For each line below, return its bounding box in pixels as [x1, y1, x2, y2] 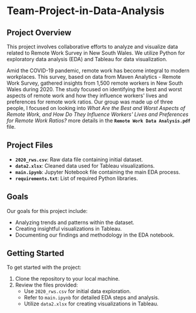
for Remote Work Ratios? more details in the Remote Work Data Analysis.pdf [6, 117, 191, 124]
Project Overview [6, 28, 72, 38]
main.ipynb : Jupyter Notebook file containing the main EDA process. [15, 168, 181, 175]
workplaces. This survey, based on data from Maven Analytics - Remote [6, 74, 181, 80]
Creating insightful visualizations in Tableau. [15, 225, 122, 232]
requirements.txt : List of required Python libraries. [15, 175, 138, 182]
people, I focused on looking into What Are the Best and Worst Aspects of [6, 105, 185, 111]
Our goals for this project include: [6, 207, 88, 214]
